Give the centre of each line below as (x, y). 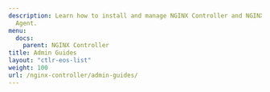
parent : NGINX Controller (66, 46)
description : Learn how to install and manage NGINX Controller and (125, 16)
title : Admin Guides (43, 53)
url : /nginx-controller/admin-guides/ (73, 75)
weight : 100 (28, 68)
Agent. (27, 23)
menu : (17, 30)
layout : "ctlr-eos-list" (50, 61)
